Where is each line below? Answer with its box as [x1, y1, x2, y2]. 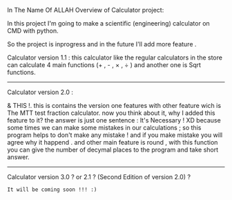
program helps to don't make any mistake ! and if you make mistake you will [7, 131, 223, 139]
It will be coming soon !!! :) [7, 186, 97, 193]
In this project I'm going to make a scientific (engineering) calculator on [7, 19, 211, 27]
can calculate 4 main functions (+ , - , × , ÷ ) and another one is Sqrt [7, 61, 202, 69]
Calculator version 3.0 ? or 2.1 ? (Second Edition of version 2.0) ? [7, 173, 191, 181]
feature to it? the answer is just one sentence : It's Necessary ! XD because [7, 116, 221, 124]
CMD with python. [7, 27, 59, 35]
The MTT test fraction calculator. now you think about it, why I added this [7, 109, 215, 117]
